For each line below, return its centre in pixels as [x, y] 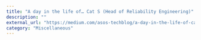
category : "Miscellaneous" [40, 28]
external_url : [24, 22]
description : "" [26, 17]
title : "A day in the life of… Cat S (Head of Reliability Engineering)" [100, 11]
